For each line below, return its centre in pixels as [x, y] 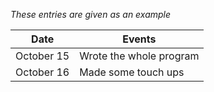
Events [139, 39]
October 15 [42, 56]
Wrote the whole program [139, 56]
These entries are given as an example [91, 14]
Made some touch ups [132, 72]
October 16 [42, 72]
